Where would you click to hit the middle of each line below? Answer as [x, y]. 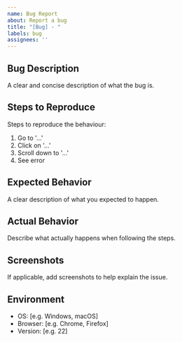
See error [31, 160]
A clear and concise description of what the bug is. [81, 85]
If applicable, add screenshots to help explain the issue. [87, 277]
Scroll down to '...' [43, 152]
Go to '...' [30, 138]
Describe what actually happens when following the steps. [92, 238]
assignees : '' [28, 40]
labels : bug [24, 33]
